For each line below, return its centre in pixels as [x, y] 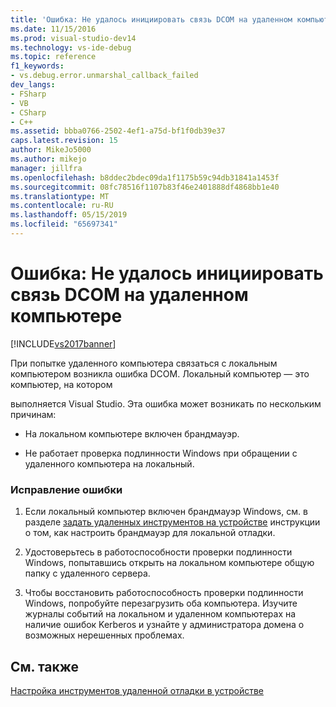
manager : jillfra [46, 168]
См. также [45, 666]
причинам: [33, 414]
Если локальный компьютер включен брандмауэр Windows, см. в [166, 512]
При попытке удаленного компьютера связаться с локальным [144, 363]
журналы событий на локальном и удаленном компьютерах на [160, 614]
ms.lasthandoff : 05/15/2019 [69, 215]
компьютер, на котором [61, 384]
